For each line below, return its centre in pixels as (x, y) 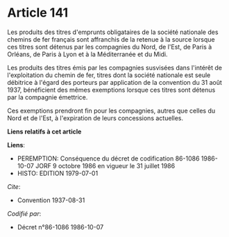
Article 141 (38, 13)
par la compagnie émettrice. (48, 97)
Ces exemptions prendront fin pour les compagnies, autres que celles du (111, 111)
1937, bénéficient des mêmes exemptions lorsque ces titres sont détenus (111, 90)
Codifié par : (24, 213)
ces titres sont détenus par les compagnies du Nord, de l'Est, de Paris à (110, 47)
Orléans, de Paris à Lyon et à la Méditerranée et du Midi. (87, 54)
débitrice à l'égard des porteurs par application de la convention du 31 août (114, 82)
